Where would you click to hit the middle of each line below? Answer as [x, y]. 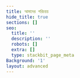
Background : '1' [26, 60]
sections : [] [22, 22]
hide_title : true [27, 17]
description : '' [31, 39]
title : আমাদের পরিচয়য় [27, 11]
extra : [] [23, 50]
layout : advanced [27, 66]
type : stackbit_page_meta [43, 55]
